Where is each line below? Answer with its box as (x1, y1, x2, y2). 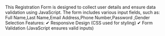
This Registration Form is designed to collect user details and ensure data (5, 4, 156, 10)
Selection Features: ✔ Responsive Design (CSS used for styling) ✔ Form (5, 20, 153, 26)
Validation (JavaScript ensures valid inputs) (5, 25, 94, 31)
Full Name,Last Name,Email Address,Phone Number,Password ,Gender (5, 15, 150, 20)
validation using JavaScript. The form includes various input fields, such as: (5, 9, 160, 15)
